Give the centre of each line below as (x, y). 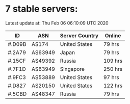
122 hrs (113, 86)
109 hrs (113, 61)
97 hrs (111, 77)
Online (113, 35)
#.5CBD (17, 94)
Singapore (72, 69)
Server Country (79, 35)
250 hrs (113, 69)
